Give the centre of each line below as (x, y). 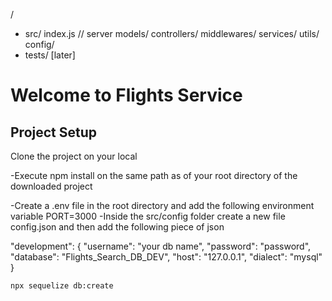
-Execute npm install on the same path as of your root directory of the (154, 175)
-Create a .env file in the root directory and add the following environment (162, 205)
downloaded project (51, 186)
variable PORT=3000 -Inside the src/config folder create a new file (148, 216)
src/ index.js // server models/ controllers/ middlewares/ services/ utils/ (172, 33)
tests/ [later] (50, 55)
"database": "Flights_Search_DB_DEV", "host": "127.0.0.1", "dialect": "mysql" (166, 257)
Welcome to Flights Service (126, 95)
